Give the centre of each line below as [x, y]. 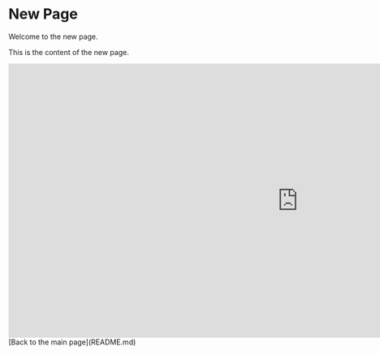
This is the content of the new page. [69, 52]
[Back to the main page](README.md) [72, 342]
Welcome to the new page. [54, 36]
